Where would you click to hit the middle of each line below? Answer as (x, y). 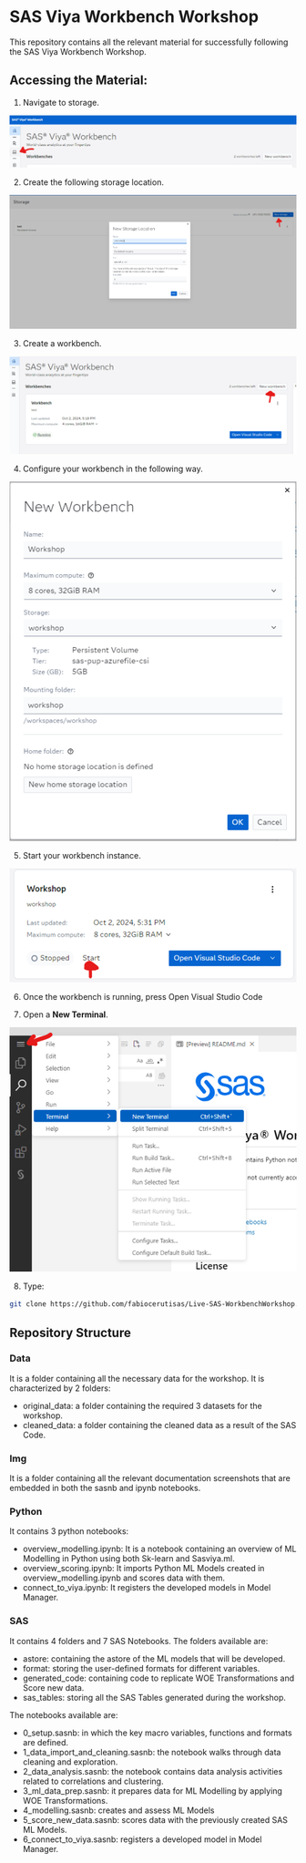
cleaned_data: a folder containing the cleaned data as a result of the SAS (159, 1425)
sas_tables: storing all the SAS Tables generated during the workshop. (154, 1697)
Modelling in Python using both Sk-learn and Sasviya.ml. (128, 1559)
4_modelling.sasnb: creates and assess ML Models (118, 1810)
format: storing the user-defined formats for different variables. (141, 1668)
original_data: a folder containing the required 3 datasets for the (142, 1405)
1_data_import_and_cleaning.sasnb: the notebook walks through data (152, 1752)
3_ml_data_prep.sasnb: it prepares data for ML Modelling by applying (152, 1791)
